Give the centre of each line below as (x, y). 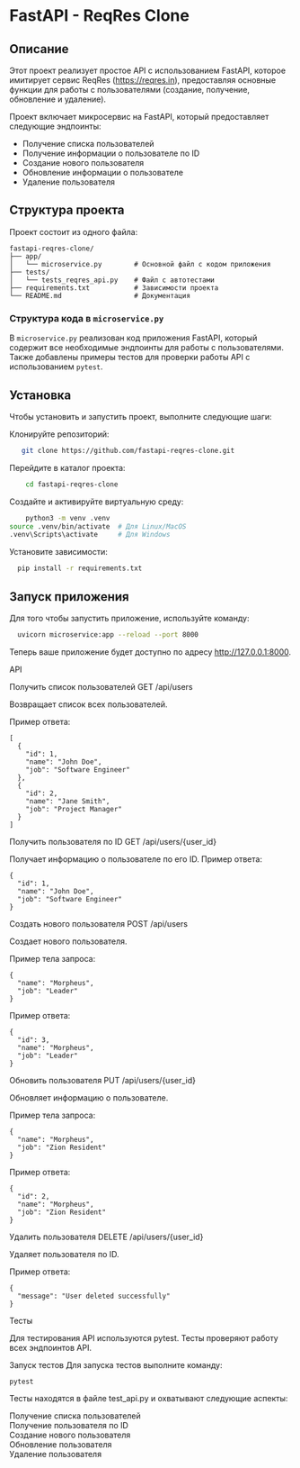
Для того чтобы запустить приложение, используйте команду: (129, 618)
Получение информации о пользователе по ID (111, 153)
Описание (39, 49)
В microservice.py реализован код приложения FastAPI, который (133, 338)
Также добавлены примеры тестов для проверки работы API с (130, 358)
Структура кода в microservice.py (87, 318)
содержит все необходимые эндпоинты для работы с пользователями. (147, 348)
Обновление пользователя (61, 1444)
